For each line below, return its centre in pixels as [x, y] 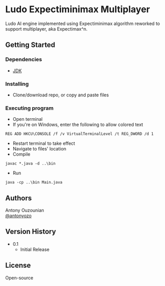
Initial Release [35, 249]
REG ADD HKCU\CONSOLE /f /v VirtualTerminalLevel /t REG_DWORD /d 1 [79, 134]
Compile [21, 154]
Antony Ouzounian [25, 211]
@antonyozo [19, 216]
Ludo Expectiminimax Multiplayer [78, 9]
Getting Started [30, 45]
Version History [31, 232]
